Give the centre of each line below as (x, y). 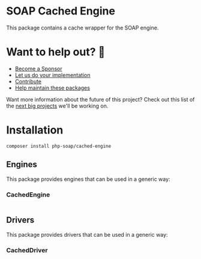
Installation (35, 130)
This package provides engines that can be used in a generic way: (88, 179)
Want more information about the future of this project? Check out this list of (100, 99)
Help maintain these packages (52, 88)
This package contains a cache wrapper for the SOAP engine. (82, 28)
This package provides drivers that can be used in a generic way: (87, 234)
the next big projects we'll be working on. (57, 106)
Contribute (28, 81)
